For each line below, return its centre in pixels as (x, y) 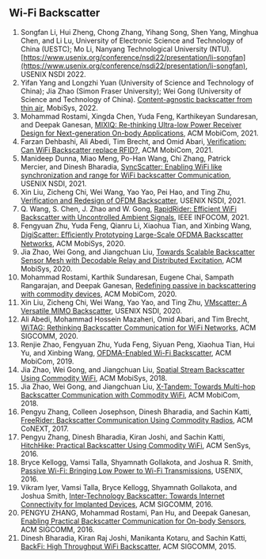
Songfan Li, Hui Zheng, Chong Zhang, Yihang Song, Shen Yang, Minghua (139, 32)
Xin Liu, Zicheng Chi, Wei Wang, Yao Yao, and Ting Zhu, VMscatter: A (134, 302)
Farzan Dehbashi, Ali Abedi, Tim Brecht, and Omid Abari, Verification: (133, 141)
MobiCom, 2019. (47, 361)
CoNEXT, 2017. (45, 428)
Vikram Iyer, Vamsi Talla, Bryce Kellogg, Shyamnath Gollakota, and (129, 487)
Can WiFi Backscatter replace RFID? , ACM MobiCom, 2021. (117, 150)
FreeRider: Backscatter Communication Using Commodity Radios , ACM (137, 420)
